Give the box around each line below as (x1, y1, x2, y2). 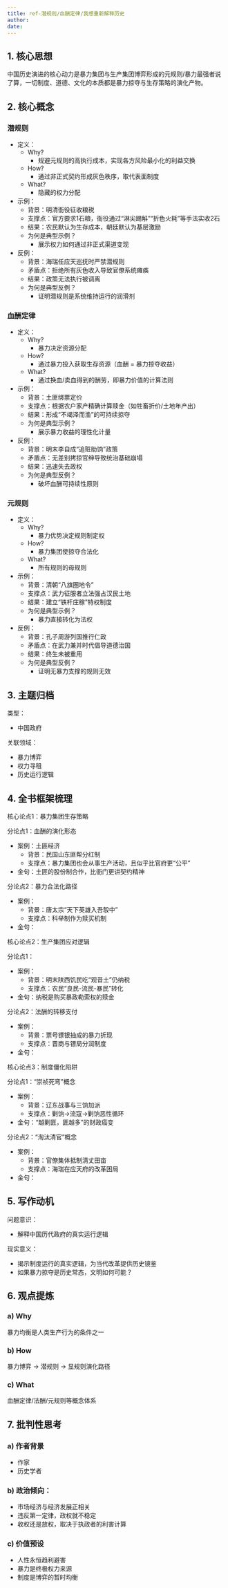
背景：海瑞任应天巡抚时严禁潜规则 (27, 257, 125, 265)
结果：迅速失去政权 (27, 463, 83, 471)
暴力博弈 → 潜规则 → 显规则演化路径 (7, 1362, 111, 1370)
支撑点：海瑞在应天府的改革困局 (27, 1165, 119, 1173)
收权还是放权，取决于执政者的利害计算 (17, 1520, 126, 1529)
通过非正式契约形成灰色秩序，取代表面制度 (37, 172, 160, 180)
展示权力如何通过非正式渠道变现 (37, 240, 129, 248)
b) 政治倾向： (7, 1486, 52, 1495)
